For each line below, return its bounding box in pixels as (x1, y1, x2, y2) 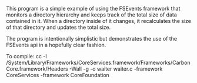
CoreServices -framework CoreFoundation (6, 72, 110, 78)
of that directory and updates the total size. (6, 24, 111, 31)
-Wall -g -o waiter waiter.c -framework (69, 65, 163, 72)
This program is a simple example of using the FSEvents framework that (6, 5, 181, 12)
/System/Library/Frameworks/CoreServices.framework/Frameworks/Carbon (6, 59, 191, 66)
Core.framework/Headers (6, 65, 69, 72)
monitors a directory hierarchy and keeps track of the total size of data (6, 11, 178, 18)
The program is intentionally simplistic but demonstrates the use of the (6, 35, 178, 42)
